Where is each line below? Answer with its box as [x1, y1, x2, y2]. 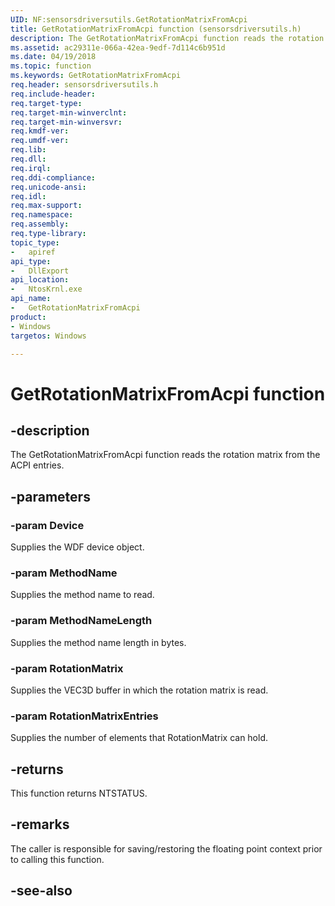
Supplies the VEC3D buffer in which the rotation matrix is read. [10, 684, 269, 696]
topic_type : [10, 237, 60, 248]
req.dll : [10, 154, 47, 164]
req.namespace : [10, 210, 74, 220]
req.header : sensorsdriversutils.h [10, 80, 159, 90]
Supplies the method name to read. [10, 589, 155, 601]
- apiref [10, 247, 56, 257]
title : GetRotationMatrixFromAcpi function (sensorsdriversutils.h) [10, 24, 302, 34]
